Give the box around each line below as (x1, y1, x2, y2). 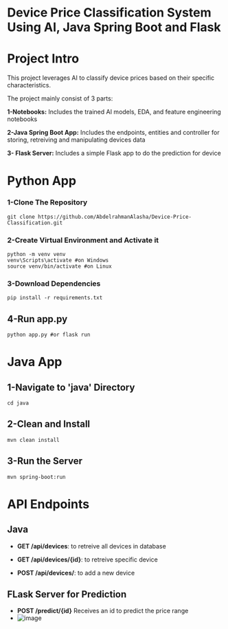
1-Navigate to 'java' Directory (7, 381, 135, 393)
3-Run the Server (7, 456, 83, 467)
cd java (7, 400, 30, 407)
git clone (7, 213, 36, 220)
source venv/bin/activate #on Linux (7, 263, 112, 270)
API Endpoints (7, 496, 90, 512)
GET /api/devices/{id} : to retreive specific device (16, 555, 158, 564)
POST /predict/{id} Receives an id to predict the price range (16, 607, 189, 615)
